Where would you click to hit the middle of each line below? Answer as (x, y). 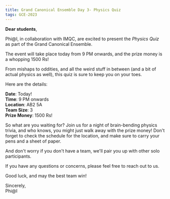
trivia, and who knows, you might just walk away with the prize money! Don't (85, 130)
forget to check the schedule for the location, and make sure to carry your (82, 136)
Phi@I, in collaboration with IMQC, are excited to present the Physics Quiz (82, 39)
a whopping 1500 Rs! (27, 59)
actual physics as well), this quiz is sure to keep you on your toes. (74, 74)
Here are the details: (27, 84)
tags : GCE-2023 (21, 15)
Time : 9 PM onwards (27, 99)
